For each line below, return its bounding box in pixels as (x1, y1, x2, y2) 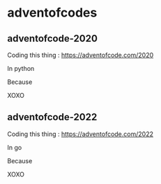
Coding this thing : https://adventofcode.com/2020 (7, 51, 154, 59)
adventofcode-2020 (7, 33, 98, 44)
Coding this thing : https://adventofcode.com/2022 (7, 130, 153, 138)
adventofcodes (7, 5, 98, 21)
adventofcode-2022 (7, 111, 98, 123)
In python (7, 65, 35, 72)
